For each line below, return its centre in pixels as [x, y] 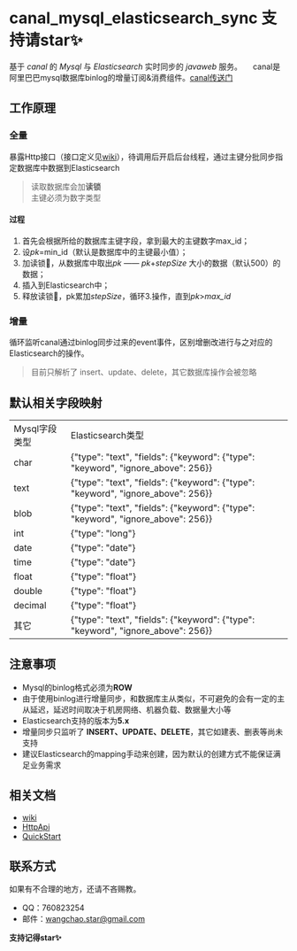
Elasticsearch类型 [107, 435]
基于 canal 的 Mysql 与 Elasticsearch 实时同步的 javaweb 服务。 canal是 [145, 66]
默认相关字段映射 [56, 402]
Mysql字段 [35, 429]
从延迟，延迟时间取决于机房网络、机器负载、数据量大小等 [126, 709]
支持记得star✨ [35, 938]
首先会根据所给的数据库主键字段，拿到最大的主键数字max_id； [136, 241]
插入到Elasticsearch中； [66, 285]
